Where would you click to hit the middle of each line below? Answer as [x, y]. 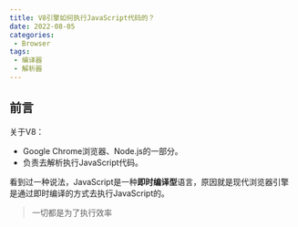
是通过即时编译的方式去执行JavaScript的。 [90, 193]
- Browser [32, 43]
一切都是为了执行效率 [72, 212]
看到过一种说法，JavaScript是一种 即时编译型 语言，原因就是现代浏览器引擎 [149, 181]
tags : [20, 52]
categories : [32, 35]
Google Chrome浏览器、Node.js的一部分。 [103, 150]
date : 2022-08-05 [42, 26]
